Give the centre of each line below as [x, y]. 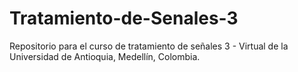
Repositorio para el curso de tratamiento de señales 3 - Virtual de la [149, 46]
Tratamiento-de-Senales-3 [124, 18]
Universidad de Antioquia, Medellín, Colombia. [105, 56]
